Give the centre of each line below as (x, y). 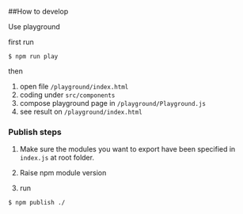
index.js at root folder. (57, 158)
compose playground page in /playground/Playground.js (113, 103)
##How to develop (38, 11)
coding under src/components (67, 95)
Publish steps (35, 132)
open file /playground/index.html (74, 86)
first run (21, 42)
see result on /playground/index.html (81, 111)
